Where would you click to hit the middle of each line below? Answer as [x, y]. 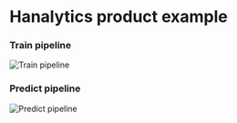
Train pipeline [41, 46]
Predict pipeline [45, 88]
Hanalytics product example [118, 17]
